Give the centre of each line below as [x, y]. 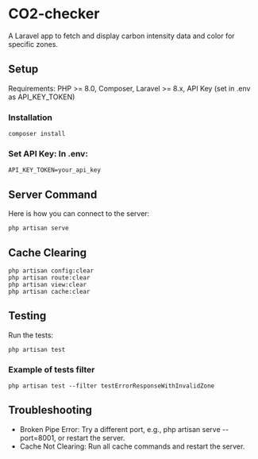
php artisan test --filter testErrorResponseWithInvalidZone [112, 386]
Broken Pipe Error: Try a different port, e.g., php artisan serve [120, 429]
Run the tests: [31, 335]
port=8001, [38, 438]
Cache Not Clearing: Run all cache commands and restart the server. [132, 446]
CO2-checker [54, 14]
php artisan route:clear [49, 278]
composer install [37, 134]
